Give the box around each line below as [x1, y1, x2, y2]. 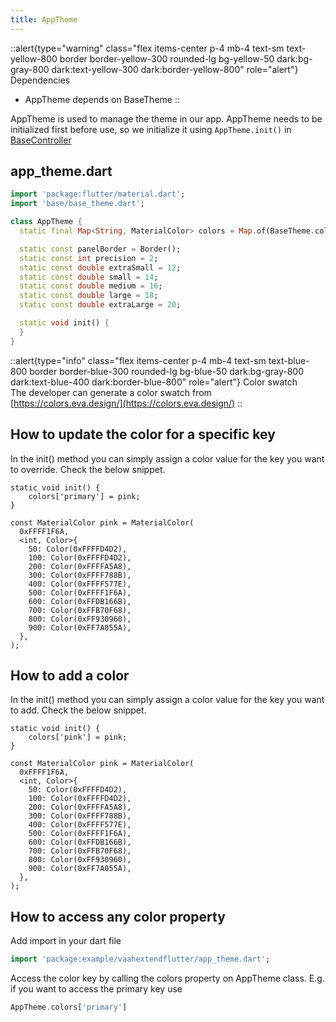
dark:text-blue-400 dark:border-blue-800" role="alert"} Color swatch [10, 376, 298, 388]
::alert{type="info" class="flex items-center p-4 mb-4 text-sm [10, 354, 267, 366]
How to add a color [10, 667, 130, 684]
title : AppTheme [10, 14, 78, 25]
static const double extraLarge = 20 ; [19, 300, 182, 310]
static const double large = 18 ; [19, 291, 159, 301]
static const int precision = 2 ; [19, 253, 159, 263]
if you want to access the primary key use [10, 983, 183, 995]
